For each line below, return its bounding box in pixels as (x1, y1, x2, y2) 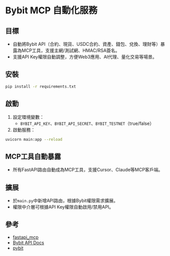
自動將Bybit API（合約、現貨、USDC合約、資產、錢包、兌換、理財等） (12, 41, 161, 47)
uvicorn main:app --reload (5, 137, 63, 142)
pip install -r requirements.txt (5, 84, 76, 89)
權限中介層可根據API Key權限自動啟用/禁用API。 (12, 204, 114, 210)
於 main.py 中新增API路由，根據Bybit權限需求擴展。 (12, 197, 118, 203)
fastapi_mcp (12, 234, 39, 240)
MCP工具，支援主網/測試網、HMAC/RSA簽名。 (21, 47, 120, 54)
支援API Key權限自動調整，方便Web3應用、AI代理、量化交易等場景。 (12, 54, 157, 60)
